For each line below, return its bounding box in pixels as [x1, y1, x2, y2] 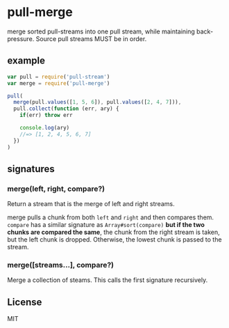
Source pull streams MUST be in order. [35, 34, 147, 42]
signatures [7, 163, 56, 175]
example [7, 55, 46, 67]
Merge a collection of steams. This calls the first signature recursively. [7, 276, 208, 284]
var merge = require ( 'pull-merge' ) [7, 79, 110, 87]
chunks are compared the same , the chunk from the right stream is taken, [7, 228, 220, 237]
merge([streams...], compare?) [7, 260, 114, 270]
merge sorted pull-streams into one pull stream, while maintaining [7, 27, 196, 36]
